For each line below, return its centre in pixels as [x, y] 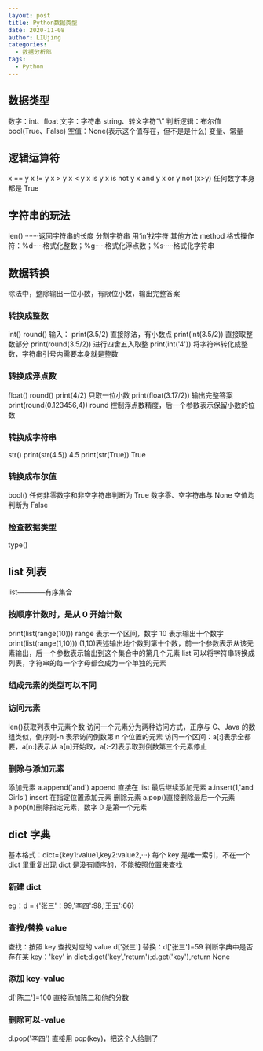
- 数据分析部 [34, 52]
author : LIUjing [35, 37]
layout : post [29, 15]
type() [18, 545]
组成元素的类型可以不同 [52, 685]
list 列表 [27, 572]
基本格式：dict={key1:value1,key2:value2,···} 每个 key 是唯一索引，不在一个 [129, 854]
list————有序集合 [40, 592]
